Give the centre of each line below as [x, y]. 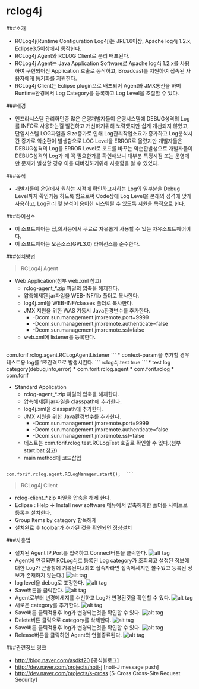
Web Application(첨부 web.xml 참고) [58, 280]
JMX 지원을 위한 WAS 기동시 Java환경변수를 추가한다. [87, 310]
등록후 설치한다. [33, 512]
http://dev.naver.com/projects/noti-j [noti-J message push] [87, 667]
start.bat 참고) [40, 450]
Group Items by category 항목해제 [56, 520]
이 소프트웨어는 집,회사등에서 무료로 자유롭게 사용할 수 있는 [83, 228]
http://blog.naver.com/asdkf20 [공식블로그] [67, 660]
